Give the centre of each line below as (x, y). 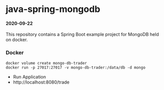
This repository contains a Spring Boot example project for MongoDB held (82, 34)
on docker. (17, 40)
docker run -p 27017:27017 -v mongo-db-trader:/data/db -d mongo (75, 67)
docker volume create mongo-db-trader (46, 63)
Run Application (29, 76)
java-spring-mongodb (53, 9)
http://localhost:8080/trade (41, 82)
